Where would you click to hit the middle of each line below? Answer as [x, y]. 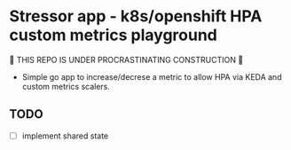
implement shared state [65, 136]
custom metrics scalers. [66, 86]
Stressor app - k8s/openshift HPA [136, 16]
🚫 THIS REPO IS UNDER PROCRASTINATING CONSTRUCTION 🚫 [126, 59]
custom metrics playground [113, 35]
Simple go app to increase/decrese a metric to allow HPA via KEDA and [152, 76]
